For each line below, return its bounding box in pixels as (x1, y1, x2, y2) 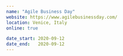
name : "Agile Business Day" (6, 8, 76, 15)
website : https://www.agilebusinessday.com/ (6, 14, 118, 20)
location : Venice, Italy (6, 19, 67, 25)
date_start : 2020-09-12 (6, 36, 65, 42)
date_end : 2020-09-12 (6, 41, 65, 47)
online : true (6, 25, 38, 31)
